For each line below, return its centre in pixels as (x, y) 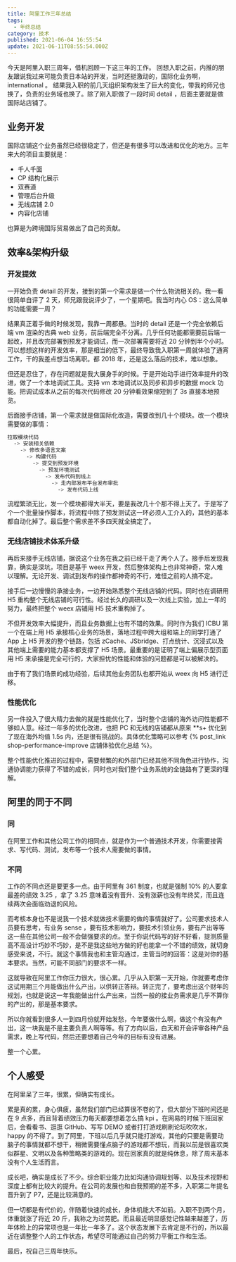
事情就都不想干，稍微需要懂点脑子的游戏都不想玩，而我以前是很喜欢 (124, 1144)
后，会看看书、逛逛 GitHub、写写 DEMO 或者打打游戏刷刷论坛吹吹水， (109, 1127)
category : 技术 (28, 33)
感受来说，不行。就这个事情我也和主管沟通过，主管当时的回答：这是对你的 (115, 954)
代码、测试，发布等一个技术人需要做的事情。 (90, 849)
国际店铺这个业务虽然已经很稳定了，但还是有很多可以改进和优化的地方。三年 (118, 145)
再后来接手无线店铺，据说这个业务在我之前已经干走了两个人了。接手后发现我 (118, 558)
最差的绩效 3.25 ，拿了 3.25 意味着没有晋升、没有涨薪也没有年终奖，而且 (113, 894)
